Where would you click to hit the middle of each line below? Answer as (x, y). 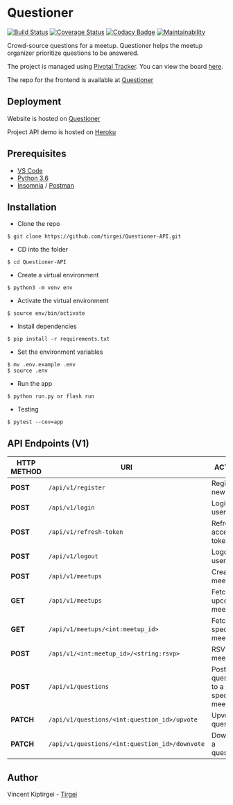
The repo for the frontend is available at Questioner (80, 80)
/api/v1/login (71, 508)
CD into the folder (43, 250)
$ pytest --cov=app (35, 422)
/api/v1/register (77, 488)
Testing (28, 409)
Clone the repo (38, 224)
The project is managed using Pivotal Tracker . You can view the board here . (115, 66)
